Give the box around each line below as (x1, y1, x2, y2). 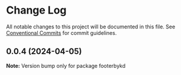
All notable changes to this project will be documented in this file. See (6, 23, 176, 30)
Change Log (6, 4, 67, 17)
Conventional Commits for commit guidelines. (6, 29, 117, 36)
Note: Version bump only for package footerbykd (6, 62, 126, 69)
